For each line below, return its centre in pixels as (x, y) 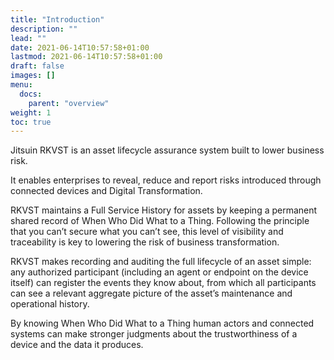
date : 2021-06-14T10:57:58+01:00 (80, 47)
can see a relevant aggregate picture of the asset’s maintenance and (151, 293)
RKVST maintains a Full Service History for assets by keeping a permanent (164, 210)
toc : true (31, 122)
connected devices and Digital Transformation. (106, 191)
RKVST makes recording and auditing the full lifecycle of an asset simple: (161, 262)
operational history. (50, 304)
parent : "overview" (69, 103)
